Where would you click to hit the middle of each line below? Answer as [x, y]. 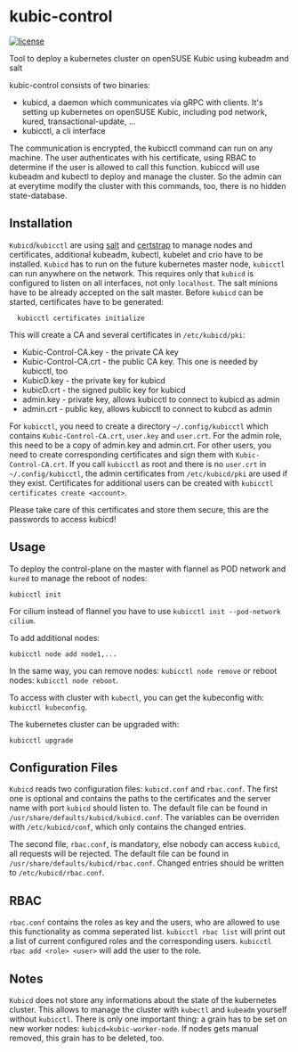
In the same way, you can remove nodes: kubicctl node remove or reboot [143, 670]
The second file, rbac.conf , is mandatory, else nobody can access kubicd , [145, 844]
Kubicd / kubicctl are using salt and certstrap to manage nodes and [131, 245]
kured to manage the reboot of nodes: [78, 578]
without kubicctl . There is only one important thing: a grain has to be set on [148, 1019]
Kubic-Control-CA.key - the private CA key [101, 352]
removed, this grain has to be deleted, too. [87, 1038]
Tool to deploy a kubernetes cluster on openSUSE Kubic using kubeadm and [149, 58]
